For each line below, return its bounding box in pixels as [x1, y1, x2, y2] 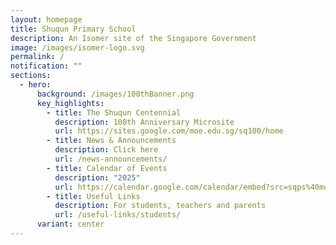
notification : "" [10, 61, 83, 71]
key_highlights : [36, 98, 105, 108]
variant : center [36, 219, 105, 230]
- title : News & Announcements [46, 136, 177, 146]
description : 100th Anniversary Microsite [54, 117, 235, 127]
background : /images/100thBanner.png [36, 89, 195, 99]
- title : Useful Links [46, 191, 141, 201]
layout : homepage [10, 14, 83, 25]
